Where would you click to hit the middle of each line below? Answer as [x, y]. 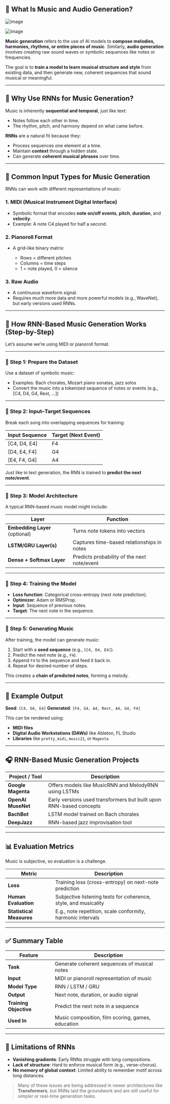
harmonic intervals [77, 918]
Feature [29, 955]
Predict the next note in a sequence [97, 1006]
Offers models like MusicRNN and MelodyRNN [103, 785]
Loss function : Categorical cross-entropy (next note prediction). [80, 595]
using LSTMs [63, 791]
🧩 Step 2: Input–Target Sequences [48, 411]
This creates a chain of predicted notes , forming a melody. [67, 675]
